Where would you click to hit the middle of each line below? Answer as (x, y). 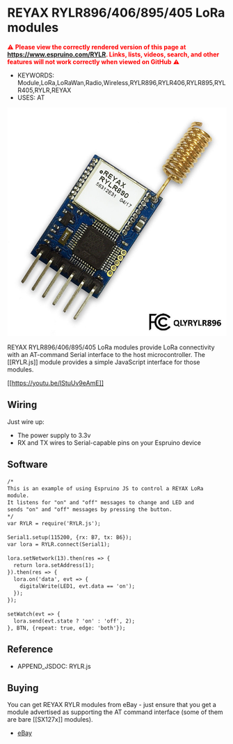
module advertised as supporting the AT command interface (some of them (115, 712)
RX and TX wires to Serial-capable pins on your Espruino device (109, 442)
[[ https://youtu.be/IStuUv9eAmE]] (56, 383)
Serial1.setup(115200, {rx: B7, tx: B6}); (70, 537)
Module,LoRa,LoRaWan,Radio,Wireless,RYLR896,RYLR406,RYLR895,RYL (121, 82)
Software (27, 465)
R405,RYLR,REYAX (44, 90)
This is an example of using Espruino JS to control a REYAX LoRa (105, 488)
